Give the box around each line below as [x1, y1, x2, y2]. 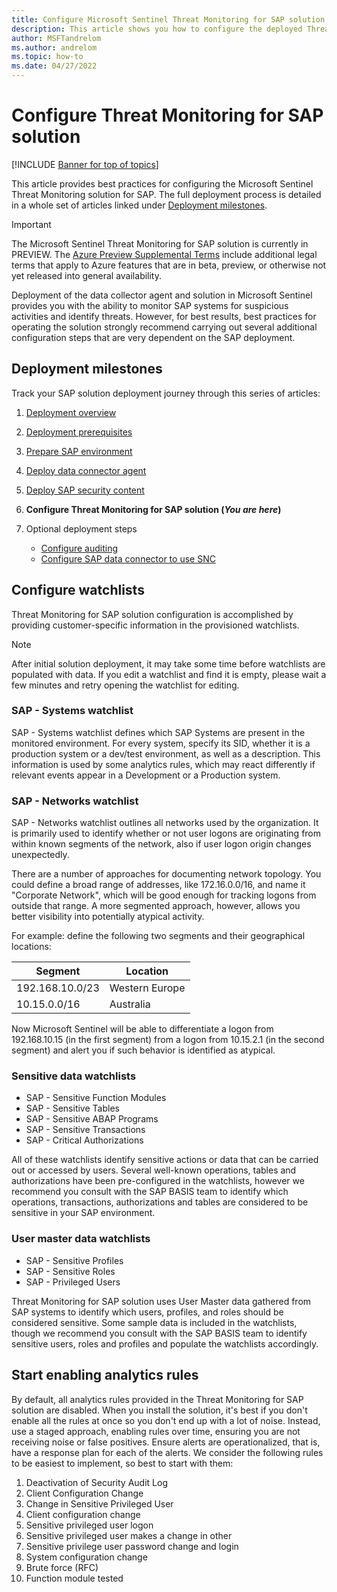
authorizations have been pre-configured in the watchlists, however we [11, 1175, 305, 1187]
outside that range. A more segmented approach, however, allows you [11, 900, 301, 912]
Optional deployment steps [25, 522, 138, 535]
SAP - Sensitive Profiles [25, 1254, 124, 1266]
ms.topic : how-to [11, 52, 84, 62]
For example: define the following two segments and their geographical [11, 930, 306, 942]
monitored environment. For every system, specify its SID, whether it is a [11, 737, 311, 749]
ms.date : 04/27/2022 [11, 61, 98, 71]
